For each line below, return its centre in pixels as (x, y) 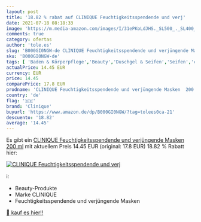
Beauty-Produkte (36, 188)
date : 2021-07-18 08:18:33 (40, 23)
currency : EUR (24, 73)
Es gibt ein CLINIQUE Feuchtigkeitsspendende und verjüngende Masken (95, 140)
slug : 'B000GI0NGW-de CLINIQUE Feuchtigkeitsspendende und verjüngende (97, 51)
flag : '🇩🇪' (21, 101)
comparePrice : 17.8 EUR (36, 84)
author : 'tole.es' (29, 45)
